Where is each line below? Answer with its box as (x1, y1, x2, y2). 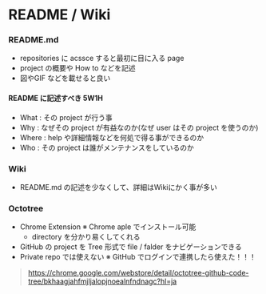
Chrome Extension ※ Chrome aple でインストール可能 (19, 222, 197, 232)
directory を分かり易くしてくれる (31, 232, 141, 242)
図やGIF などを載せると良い (19, 74, 111, 83)
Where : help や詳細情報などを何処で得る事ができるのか (19, 132, 204, 142)
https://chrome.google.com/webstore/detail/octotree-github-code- (27, 268, 249, 278)
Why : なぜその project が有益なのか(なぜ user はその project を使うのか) (19, 123, 259, 132)
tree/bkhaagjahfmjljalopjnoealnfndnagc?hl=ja (27, 276, 177, 286)
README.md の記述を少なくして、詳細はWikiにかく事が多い (19, 182, 217, 191)
